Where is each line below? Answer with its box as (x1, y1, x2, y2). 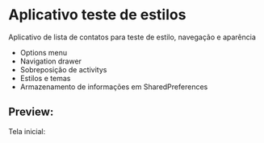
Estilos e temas (19, 73, 71, 83)
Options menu (19, 47, 68, 57)
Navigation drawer (19, 56, 82, 66)
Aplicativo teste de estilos (8, 6, 186, 24)
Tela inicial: (8, 126, 46, 136)
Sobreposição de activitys (19, 64, 107, 74)
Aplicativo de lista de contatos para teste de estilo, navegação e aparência (8, 32, 257, 42)
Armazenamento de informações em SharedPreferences (19, 82, 208, 92)
